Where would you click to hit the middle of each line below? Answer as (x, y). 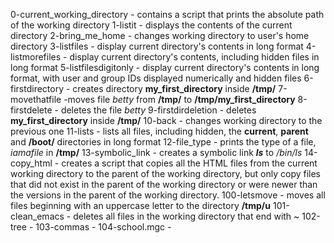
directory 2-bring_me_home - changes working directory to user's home (160, 35)
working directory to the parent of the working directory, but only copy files (165, 173)
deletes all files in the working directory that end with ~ (186, 216)
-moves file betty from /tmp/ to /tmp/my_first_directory (179, 99)
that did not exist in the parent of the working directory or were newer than (164, 184)
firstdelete (31, 110)
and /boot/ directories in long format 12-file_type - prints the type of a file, (163, 142)
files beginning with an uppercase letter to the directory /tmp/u (141, 205)
